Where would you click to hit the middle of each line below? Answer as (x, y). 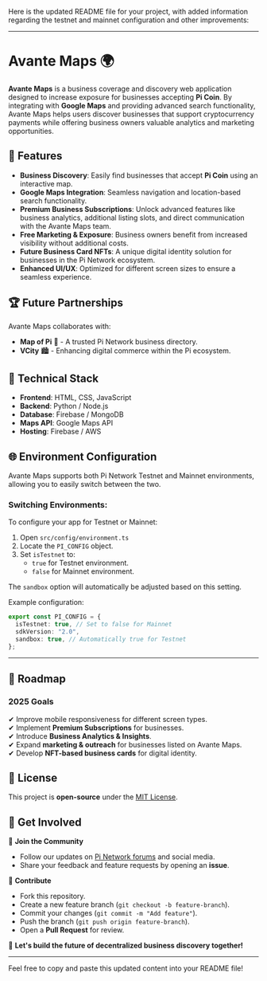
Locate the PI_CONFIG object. (66, 546)
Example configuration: (46, 602)
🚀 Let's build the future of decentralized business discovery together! (126, 946)
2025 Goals (31, 702)
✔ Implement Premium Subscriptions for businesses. (96, 728)
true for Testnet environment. (80, 563)
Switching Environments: (58, 505)
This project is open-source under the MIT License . (93, 797)
